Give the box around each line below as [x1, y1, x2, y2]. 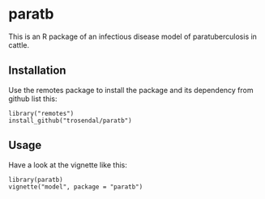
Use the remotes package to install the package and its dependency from [8, 85, 254, 95]
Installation [8, 64, 66, 78]
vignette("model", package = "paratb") [8, 183, 143, 191]
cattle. [8, 40, 30, 49]
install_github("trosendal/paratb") [8, 116, 132, 125]
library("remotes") [8, 109, 75, 117]
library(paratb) [8, 176, 63, 184]
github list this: [8, 94, 58, 104]
